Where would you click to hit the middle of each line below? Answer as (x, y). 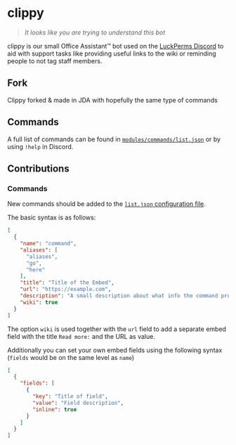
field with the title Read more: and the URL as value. (81, 336)
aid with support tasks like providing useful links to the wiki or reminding (112, 53)
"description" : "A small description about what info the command (119, 296)
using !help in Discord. (40, 146)
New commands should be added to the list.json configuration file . (106, 204)
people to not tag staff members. (55, 60)
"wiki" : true (39, 302)
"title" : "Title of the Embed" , (67, 283)
